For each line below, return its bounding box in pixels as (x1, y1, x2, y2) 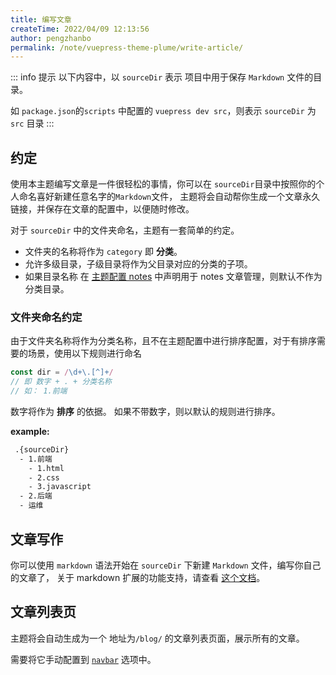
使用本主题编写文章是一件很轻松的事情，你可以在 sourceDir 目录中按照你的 (10, 178, 317, 190)
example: (10, 425, 50, 437)
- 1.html (28, 463, 65, 473)
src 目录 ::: (10, 117, 55, 130)
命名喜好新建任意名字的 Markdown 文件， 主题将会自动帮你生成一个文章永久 (18, 191, 321, 203)
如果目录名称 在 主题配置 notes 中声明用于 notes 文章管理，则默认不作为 (24, 271, 323, 283)
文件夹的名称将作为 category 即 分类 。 (24, 246, 183, 258)
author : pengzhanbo (10, 33, 92, 43)
